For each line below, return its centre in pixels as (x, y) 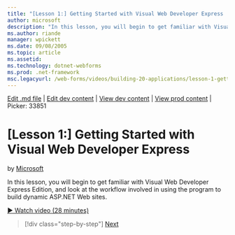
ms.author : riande (34, 33)
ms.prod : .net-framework (43, 72)
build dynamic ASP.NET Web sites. (57, 197)
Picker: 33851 (27, 106)
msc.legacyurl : (29, 79)
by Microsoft (26, 169)
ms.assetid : (24, 59)
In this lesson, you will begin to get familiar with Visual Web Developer (108, 182)
